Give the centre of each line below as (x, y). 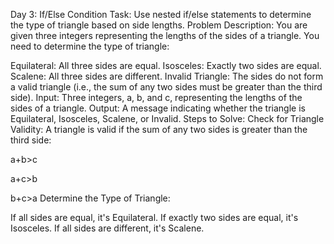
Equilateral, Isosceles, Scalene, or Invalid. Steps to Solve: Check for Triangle (167, 118)
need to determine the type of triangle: (90, 46)
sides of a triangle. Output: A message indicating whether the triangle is (158, 108)
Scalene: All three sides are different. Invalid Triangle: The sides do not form (167, 76)
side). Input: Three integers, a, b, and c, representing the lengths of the (156, 97)
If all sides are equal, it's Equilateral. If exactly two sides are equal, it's (154, 217)
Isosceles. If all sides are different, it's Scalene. (107, 228)
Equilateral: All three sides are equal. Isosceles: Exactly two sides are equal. (166, 65)
